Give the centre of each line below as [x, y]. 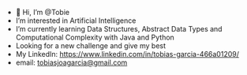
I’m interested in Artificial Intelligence [76, 21]
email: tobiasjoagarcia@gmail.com [71, 62]
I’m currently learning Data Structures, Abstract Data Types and [119, 29]
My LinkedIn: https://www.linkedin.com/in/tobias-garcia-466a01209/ [127, 54]
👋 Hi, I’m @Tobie [42, 12]
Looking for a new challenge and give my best [91, 46]
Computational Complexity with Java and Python [95, 37]
